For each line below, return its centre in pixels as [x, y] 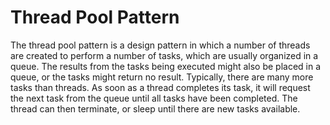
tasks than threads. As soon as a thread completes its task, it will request [160, 87]
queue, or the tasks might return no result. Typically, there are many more [162, 77]
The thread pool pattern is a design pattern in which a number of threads [160, 45]
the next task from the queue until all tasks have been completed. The [154, 98]
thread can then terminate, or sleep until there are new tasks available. [155, 108]
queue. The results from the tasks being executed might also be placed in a [166, 66]
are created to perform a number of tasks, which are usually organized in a [164, 55]
